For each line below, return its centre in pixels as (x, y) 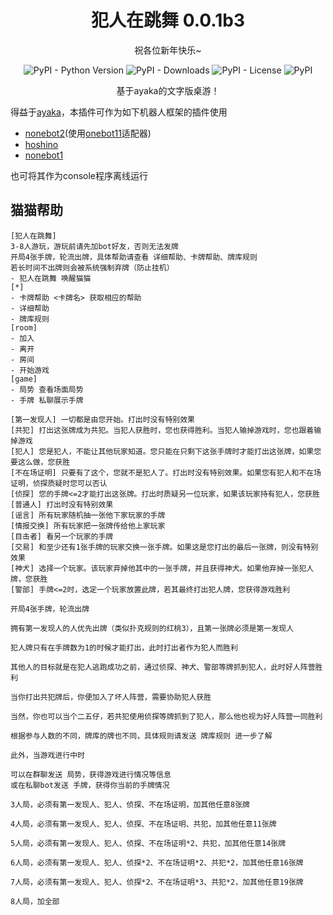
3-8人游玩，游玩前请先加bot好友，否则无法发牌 (94, 246)
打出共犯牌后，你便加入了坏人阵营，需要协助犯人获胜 (118, 697)
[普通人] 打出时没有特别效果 (62, 504)
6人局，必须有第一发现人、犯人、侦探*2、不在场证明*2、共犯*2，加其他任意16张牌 (157, 862)
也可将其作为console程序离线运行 (79, 175)
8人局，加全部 (35, 901)
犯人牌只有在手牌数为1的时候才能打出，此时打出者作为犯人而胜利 (124, 647)
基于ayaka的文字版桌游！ (168, 90)
